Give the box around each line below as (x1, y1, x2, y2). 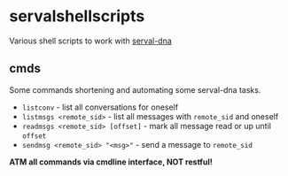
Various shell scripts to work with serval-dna (9, 35, 173, 46)
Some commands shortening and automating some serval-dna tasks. (9, 84, 261, 95)
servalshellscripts (9, 6, 145, 27)
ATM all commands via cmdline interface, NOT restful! (9, 157, 213, 167)
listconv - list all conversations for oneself (21, 102, 179, 112)
